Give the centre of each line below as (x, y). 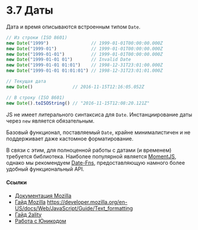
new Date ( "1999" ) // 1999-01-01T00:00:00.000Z (84, 43)
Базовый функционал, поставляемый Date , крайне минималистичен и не (98, 132)
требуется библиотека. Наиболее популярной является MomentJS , (91, 156)
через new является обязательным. (50, 121)
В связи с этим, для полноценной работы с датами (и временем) (89, 150)
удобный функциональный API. (45, 169)
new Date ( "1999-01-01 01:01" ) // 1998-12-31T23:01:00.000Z (84, 65)
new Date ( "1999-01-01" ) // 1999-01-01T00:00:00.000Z (84, 54)
